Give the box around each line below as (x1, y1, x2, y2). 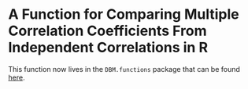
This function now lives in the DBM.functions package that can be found (8, 64, 240, 73)
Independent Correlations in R (8, 39, 209, 56)
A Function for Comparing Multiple (8, 5, 239, 23)
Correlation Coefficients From (8, 22, 207, 40)
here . (8, 73, 25, 82)
